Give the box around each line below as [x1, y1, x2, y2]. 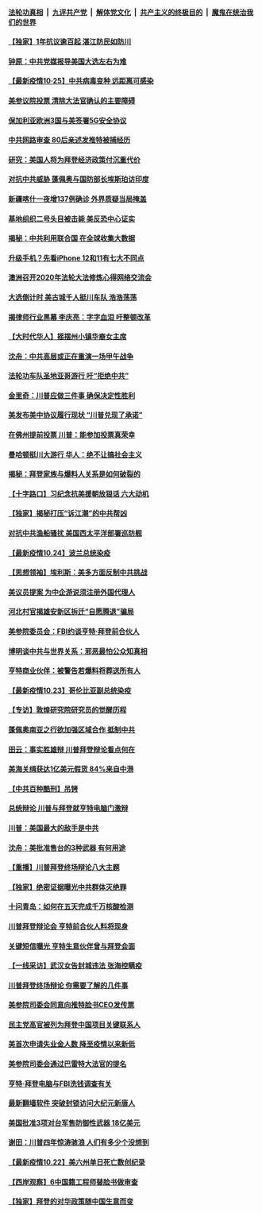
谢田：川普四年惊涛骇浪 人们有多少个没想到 [8, 1138, 149, 1147]
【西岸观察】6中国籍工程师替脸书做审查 [8, 1176, 139, 1187]
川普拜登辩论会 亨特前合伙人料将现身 [8, 921, 129, 931]
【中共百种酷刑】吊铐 [8, 783, 78, 794]
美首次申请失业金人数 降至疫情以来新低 [8, 1039, 136, 1049]
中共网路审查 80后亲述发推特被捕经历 [8, 135, 131, 145]
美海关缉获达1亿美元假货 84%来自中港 [8, 764, 134, 774]
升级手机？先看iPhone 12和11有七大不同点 [8, 253, 144, 262]
